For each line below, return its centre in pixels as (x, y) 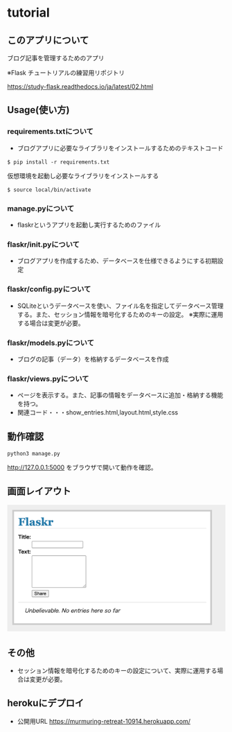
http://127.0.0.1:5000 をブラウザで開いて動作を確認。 (82, 467)
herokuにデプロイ (46, 703)
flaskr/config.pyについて (49, 289)
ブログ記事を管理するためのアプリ (56, 58)
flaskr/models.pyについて (51, 342)
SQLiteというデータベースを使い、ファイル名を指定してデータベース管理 (120, 306)
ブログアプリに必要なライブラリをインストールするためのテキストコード (120, 148)
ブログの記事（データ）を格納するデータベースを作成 (93, 359)
